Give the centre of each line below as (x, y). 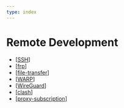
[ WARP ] (25, 79)
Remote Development (62, 42)
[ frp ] (21, 66)
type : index (21, 12)
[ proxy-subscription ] (41, 98)
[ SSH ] (23, 60)
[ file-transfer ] (32, 72)
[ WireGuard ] (31, 85)
